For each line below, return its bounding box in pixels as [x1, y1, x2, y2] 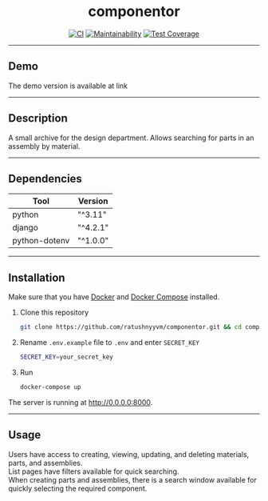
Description [8, 111, 68, 126]
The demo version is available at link [8, 81, 128, 90]
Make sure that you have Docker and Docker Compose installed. [8, 292, 220, 302]
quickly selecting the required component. [8, 483, 148, 493]
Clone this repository [19, 307, 89, 318]
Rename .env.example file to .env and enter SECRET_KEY [19, 338, 200, 347]
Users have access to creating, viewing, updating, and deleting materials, [8, 449, 250, 459]
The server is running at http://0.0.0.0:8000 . [8, 397, 153, 407]
